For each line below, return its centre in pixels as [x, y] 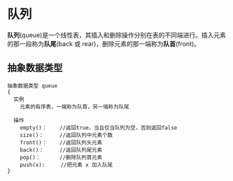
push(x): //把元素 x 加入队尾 [66, 165]
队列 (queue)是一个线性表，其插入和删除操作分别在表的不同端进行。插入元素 [116, 35]
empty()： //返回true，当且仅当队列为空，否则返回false [99, 128]
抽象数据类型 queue [33, 86]
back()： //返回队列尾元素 [61, 150]
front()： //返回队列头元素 [61, 143]
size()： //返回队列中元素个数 [66, 135]
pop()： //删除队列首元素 [61, 157]
